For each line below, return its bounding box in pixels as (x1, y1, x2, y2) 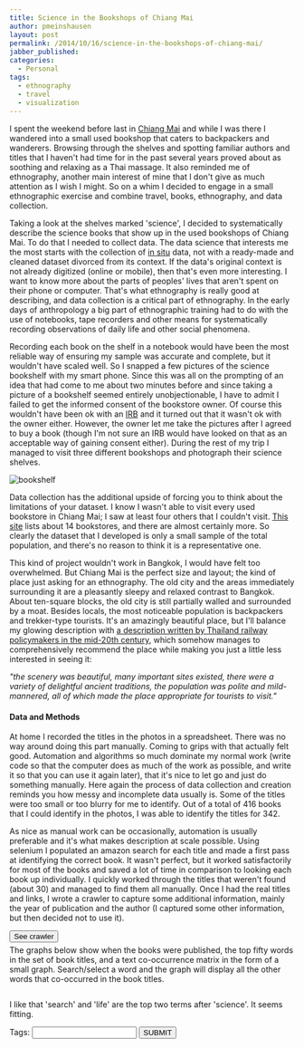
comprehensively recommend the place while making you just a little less (9, 644, 282, 655)
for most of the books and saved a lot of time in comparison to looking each (9, 864, 292, 875)
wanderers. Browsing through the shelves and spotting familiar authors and (9, 142, 290, 153)
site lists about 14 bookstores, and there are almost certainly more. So (9, 521, 270, 531)
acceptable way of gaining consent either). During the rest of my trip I (9, 437, 270, 448)
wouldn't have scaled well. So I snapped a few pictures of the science (9, 361, 270, 371)
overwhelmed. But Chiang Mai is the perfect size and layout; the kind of (9, 567, 276, 578)
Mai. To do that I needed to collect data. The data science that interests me (9, 237, 290, 247)
